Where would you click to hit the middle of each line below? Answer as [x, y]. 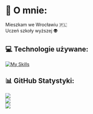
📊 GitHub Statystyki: [40, 81]
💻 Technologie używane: [47, 49]
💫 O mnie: [26, 10]
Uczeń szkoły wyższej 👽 [32, 31]
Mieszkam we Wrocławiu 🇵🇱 [36, 25]
